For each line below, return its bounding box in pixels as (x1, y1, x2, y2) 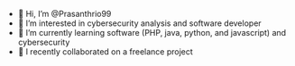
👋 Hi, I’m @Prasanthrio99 (17, 9, 112, 19)
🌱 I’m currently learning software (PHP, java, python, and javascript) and (17, 28, 287, 37)
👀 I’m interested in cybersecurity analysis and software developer (17, 18, 262, 29)
